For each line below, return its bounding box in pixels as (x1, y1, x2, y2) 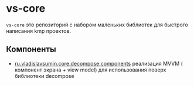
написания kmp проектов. (6, 27, 72, 34)
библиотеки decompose (14, 72, 74, 79)
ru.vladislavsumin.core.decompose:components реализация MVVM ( (14, 60, 183, 67)
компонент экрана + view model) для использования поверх (14, 66, 166, 73)
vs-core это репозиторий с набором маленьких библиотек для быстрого (6, 21, 189, 28)
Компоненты (6, 45, 57, 55)
